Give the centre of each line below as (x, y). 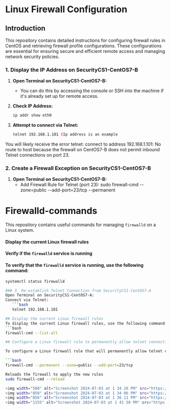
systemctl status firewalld (35, 281)
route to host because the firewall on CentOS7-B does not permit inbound (83, 150)
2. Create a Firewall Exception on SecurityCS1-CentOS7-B (78, 168)
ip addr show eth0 (32, 116)
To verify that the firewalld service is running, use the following (74, 265)
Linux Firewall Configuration (66, 9)
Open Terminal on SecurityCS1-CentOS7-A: (50, 295)
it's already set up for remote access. (59, 96)
